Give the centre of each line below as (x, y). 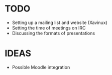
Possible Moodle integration (41, 67)
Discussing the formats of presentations (53, 33)
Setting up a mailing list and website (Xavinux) (60, 22)
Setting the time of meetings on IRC (49, 27)
